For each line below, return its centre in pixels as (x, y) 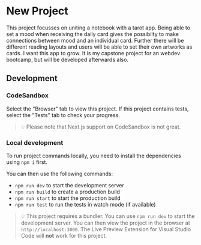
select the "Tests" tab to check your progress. (63, 115)
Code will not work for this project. (64, 235)
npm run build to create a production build (67, 192)
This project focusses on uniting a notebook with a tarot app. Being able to (98, 28)
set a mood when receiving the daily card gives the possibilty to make (92, 34)
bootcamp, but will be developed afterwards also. (67, 59)
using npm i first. (27, 162)
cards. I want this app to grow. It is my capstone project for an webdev (93, 53)
